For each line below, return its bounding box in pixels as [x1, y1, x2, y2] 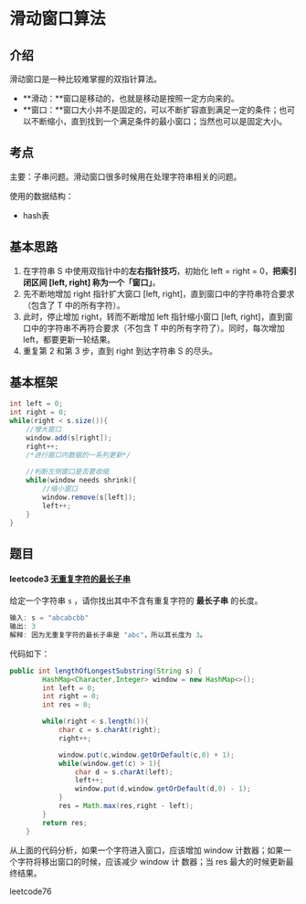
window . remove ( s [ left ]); [42, 493, 137, 503]
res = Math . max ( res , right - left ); [58, 802, 195, 811]
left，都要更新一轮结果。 [22, 334, 116, 345]
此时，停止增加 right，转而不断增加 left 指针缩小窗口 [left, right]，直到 [22, 311, 285, 322]
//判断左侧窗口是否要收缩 [26, 467, 110, 476]
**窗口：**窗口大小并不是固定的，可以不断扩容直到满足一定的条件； [22, 104, 280, 115]
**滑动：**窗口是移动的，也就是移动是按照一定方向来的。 [22, 93, 239, 103]
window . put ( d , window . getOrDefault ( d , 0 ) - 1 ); [74, 784, 251, 793]
